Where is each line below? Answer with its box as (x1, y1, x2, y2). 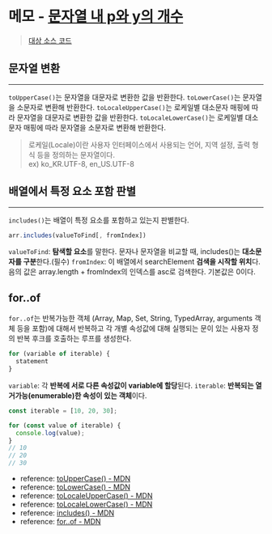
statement (15, 358, 49, 366)
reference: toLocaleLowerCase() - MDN (19, 499, 153, 509)
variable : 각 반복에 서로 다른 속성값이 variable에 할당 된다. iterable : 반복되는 (8, 380, 254, 390)
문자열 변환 (8, 61, 61, 75)
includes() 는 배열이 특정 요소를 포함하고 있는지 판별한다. (8, 215, 189, 225)
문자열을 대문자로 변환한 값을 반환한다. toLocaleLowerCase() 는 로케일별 (16, 112, 244, 122)
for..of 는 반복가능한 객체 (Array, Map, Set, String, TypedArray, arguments (8, 313, 253, 324)
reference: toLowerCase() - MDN (19, 482, 131, 492)
